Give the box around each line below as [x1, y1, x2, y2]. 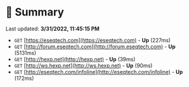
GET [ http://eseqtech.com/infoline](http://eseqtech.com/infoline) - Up [14, 68, 183, 75]
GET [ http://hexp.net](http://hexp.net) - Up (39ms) [14, 55, 136, 63]
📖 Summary [5, 5, 64, 19]
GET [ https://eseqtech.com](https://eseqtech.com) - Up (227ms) [14, 36, 171, 44]
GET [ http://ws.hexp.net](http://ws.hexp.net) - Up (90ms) [14, 62, 153, 69]
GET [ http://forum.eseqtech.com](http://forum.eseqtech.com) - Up [14, 43, 176, 50]
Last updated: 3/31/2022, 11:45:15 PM [5, 25, 100, 32]
